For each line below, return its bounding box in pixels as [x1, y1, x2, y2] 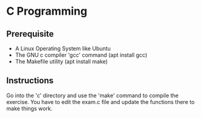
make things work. [6, 105, 53, 112]
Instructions [6, 75, 54, 86]
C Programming [6, 4, 88, 18]
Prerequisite [6, 29, 54, 39]
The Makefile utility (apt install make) [15, 58, 108, 65]
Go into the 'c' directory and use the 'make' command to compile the [6, 92, 179, 99]
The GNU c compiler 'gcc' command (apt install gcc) [15, 51, 147, 59]
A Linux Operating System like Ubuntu [15, 45, 111, 52]
